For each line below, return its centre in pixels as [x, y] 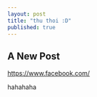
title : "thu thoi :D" [40, 21]
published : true [31, 27]
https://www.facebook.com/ [49, 73]
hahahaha [22, 87]
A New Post [34, 56]
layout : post [27, 14]
